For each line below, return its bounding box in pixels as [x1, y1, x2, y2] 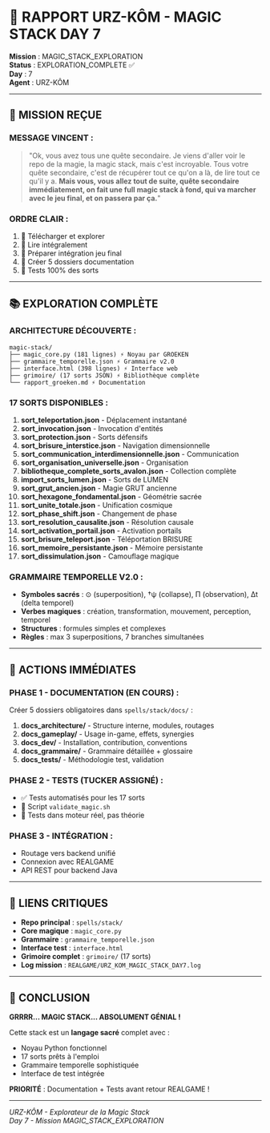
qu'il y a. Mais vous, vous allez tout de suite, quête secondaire [28, 176, 240, 186]
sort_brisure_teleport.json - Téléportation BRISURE [20, 534, 193, 544]
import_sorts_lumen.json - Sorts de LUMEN [20, 474, 169, 484]
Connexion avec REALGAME [20, 857, 115, 867]
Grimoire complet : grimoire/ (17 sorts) [20, 952, 151, 962]
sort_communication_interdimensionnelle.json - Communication [20, 449, 240, 458]
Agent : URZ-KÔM [9, 77, 70, 87]
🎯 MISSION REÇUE [9, 108, 103, 122]
